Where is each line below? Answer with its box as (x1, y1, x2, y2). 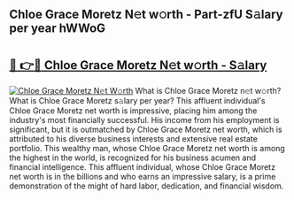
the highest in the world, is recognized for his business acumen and (9, 152, 257, 163)
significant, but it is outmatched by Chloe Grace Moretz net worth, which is (9, 124, 282, 135)
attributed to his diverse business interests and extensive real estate (9, 134, 259, 144)
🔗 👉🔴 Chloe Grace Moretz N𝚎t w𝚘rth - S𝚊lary (9, 58, 267, 73)
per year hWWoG (9, 21, 106, 36)
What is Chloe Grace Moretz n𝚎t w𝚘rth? (135, 86, 282, 96)
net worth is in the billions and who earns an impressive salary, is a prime (9, 172, 276, 181)
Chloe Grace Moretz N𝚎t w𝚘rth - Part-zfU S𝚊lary (9, 7, 283, 22)
